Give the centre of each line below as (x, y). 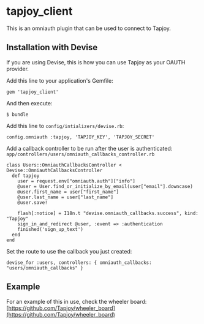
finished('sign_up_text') (51, 229)
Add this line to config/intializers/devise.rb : (65, 126)
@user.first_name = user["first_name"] (68, 192)
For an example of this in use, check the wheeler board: (77, 301)
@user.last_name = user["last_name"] (66, 197)
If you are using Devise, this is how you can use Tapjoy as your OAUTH (96, 62)
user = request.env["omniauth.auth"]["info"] (77, 181)
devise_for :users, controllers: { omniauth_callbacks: (79, 262)
